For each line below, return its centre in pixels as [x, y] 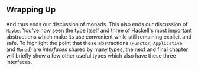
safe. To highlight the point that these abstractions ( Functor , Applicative [94, 43]
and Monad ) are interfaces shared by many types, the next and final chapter [97, 49]
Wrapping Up [31, 10]
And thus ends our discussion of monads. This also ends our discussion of [97, 24]
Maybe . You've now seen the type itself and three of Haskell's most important [99, 30]
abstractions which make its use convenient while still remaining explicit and [99, 36]
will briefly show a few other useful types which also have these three [91, 55]
